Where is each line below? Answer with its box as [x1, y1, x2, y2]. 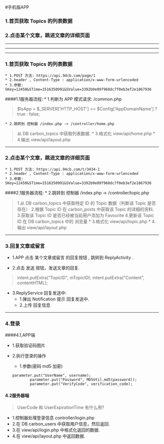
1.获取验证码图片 [12, 342, 45, 348]
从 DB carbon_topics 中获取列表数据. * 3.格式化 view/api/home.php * [17, 130, 155, 136]
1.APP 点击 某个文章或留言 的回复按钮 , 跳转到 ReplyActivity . [12, 254, 134, 260]
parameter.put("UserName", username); [12, 373, 91, 378]
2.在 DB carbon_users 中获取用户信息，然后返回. [12, 421, 110, 426]
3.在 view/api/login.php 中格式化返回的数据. [12, 427, 100, 433]
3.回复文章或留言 [5, 242, 45, 249]
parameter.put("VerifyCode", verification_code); [30, 381, 133, 387]
